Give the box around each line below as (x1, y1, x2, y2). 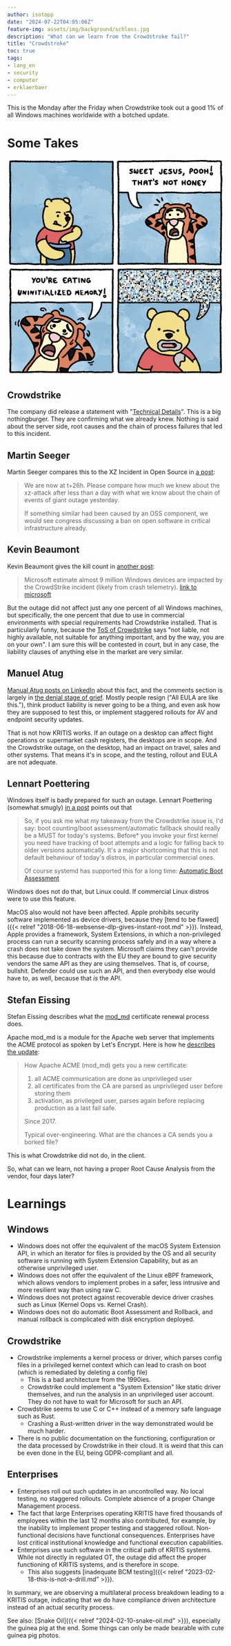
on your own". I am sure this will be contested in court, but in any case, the (7, 640, 219, 648)
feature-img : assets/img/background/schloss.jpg (7, 26, 150, 32)
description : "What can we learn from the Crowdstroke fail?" (7, 33, 190, 40)
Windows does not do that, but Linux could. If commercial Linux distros (7, 887, 209, 896)
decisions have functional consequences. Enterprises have (47, 1531, 215, 1539)
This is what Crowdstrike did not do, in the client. (7, 1151, 146, 1160)
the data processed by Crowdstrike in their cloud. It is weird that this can (17, 1442, 224, 1449)
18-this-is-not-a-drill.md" (27, 1575, 99, 1583)
